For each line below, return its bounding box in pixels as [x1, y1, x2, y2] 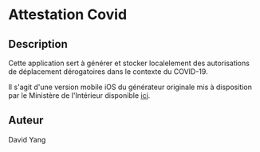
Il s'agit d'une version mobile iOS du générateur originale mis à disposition [8, 82, 253, 92]
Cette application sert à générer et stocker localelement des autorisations [8, 58, 250, 68]
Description [8, 37, 68, 51]
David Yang [8, 134, 46, 144]
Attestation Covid [8, 6, 128, 24]
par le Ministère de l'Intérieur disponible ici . [8, 91, 151, 100]
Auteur [8, 114, 44, 127]
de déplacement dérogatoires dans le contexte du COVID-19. [8, 67, 209, 76]
